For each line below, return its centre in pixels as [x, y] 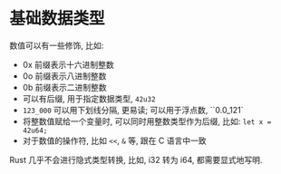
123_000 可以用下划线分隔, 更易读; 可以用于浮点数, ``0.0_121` [133, 110]
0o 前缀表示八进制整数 [64, 76]
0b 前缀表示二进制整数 [64, 87]
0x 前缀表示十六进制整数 [68, 64]
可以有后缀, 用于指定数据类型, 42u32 [89, 98]
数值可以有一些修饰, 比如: [57, 45]
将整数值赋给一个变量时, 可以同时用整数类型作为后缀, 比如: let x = [147, 121]
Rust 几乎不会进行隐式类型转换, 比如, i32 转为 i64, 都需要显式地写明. [136, 159]
